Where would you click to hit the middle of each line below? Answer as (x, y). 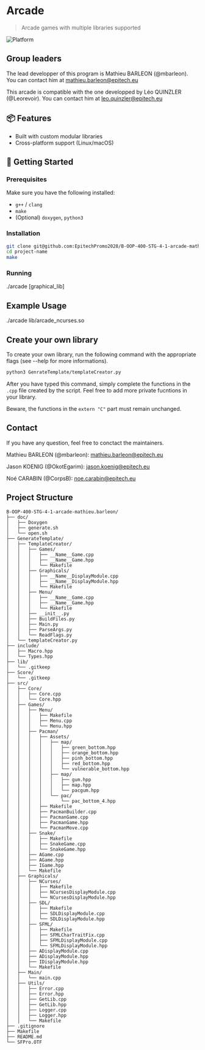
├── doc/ (17, 517)
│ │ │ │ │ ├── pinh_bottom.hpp (60, 758)
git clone (19, 246)
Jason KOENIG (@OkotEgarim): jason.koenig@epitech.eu (78, 467)
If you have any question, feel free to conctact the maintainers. (85, 443)
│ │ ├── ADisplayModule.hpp (47, 956)
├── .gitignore (26, 1026)
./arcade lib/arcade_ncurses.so (45, 321)
